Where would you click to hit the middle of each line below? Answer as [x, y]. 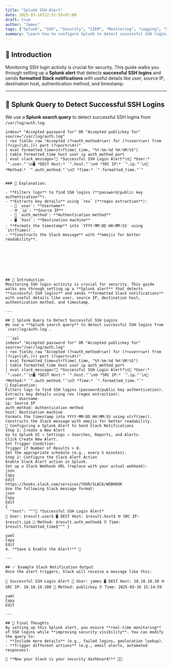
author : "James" [23, 24]
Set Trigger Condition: [31, 444]
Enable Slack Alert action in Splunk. [47, 462]
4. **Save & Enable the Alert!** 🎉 [43, 549]
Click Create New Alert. [32, 439]
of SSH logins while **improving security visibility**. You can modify [84, 632]
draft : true [18, 20]
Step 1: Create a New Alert [35, 430]
